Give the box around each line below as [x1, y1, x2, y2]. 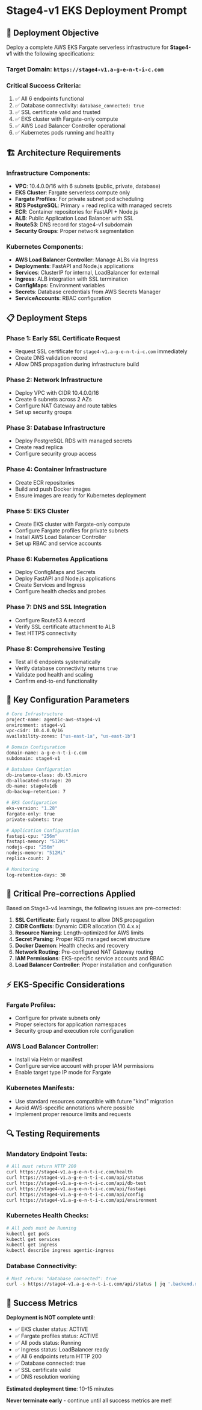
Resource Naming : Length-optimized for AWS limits [14, 929, 144, 936]
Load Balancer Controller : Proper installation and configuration [14, 961, 173, 969]
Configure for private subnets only [14, 1015, 100, 1022]
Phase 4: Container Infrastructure [6, 465, 107, 474]
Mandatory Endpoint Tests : [6, 1150, 88, 1158]
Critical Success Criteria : [6, 81, 81, 89]
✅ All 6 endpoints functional [14, 95, 85, 103]
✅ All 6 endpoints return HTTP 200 [14, 1353, 102, 1360]
